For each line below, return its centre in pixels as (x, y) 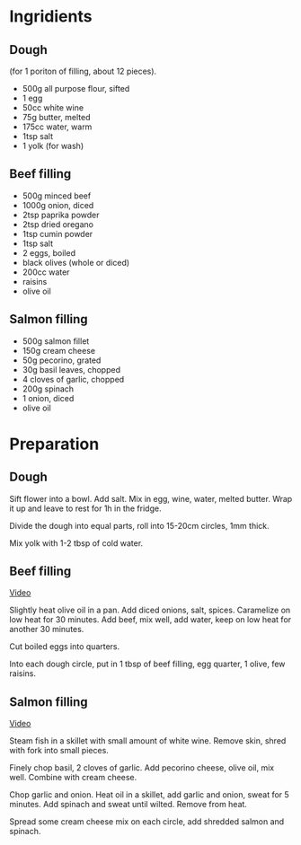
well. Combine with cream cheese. (73, 778)
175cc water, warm (57, 127)
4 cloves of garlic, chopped (73, 379)
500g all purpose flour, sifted (76, 88)
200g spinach (48, 389)
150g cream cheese (59, 350)
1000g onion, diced (58, 205)
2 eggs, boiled (49, 252)
